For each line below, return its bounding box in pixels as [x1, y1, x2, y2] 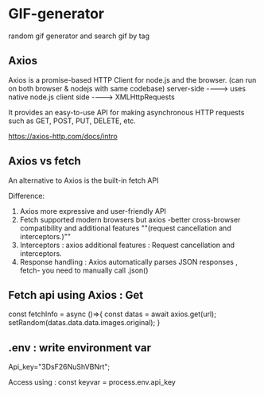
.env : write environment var [8, 341, 151, 354]
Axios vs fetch [8, 154, 81, 168]
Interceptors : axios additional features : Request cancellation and [19, 240, 235, 250]
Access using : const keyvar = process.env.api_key [8, 378, 177, 387]
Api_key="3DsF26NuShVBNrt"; [8, 362, 111, 372]
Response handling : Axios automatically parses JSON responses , [19, 257, 239, 266]
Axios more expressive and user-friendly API [19, 206, 167, 215]
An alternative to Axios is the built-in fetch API [8, 176, 159, 185]
